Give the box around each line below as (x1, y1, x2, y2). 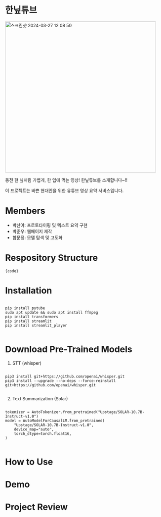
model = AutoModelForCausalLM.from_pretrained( (5, 418, 105, 423)
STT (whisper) (12, 360, 42, 366)
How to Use (5, 456, 53, 468)
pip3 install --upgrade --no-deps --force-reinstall (5, 378, 116, 383)
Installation (5, 285, 52, 296)
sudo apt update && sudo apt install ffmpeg (5, 310, 98, 315)
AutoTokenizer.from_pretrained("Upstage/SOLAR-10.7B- (31, 409, 145, 415)
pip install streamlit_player (5, 323, 68, 328)
